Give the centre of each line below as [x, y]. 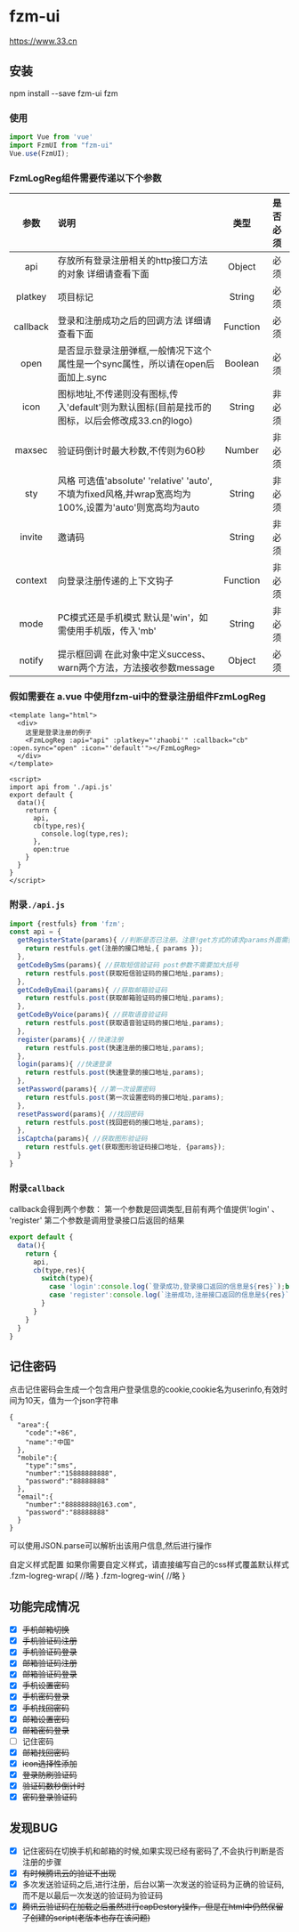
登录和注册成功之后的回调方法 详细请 [134, 320]
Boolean [242, 363]
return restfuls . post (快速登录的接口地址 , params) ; [115, 1073]
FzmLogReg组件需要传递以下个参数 [85, 178]
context [31, 580]
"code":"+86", [51, 1433]
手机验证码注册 [49, 1641]
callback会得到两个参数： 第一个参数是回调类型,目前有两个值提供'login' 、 [145, 1209]
